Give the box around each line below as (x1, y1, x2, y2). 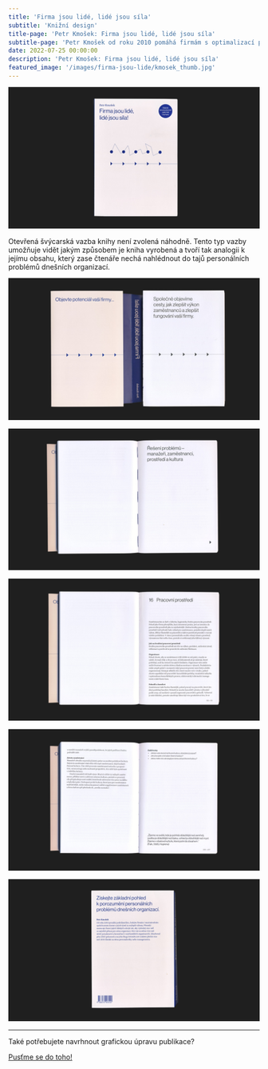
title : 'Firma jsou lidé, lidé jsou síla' (8, 13, 152, 21)
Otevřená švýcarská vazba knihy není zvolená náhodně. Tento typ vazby (8, 237, 247, 246)
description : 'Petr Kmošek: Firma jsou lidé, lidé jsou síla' (8, 55, 219, 63)
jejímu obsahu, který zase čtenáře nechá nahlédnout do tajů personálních (8, 254, 250, 263)
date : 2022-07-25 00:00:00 (8, 46, 98, 55)
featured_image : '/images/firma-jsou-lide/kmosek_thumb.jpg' (8, 64, 216, 72)
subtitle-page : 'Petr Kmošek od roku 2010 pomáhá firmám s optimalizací (8, 38, 255, 46)
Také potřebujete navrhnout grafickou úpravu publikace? (8, 1036, 195, 1046)
